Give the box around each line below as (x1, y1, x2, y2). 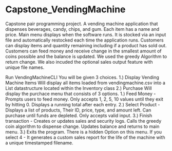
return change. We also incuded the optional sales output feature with (5, 59, 153, 65)
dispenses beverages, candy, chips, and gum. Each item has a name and (5, 26, 160, 32)
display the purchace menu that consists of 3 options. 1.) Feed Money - (5, 90, 156, 97)
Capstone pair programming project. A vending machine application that (5, 21, 158, 27)
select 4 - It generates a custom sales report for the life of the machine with (5, 134, 165, 140)
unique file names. (5, 64, 45, 70)
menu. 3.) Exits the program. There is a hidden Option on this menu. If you (5, 128, 162, 135)
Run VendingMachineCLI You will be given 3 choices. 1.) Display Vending (5, 74, 159, 80)
